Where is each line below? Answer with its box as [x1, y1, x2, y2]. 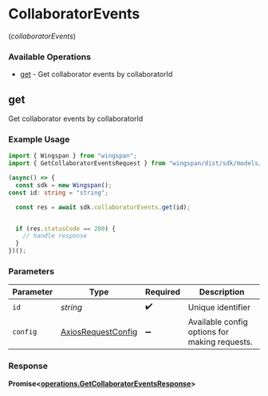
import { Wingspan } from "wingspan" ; [8, 152, 137, 160]
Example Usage [8, 134, 70, 145]
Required [144, 286, 181, 298]
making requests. [187, 337, 253, 348]
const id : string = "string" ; [8, 189, 109, 197]
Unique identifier [187, 302, 251, 313]
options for [187, 326, 229, 338]
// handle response [22, 232, 88, 240]
